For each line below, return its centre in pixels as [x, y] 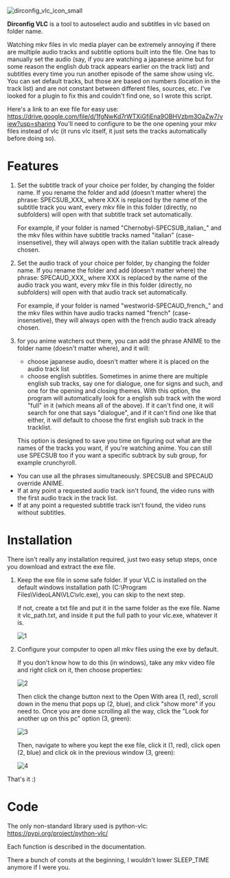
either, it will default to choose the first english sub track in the [115, 420]
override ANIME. [40, 483]
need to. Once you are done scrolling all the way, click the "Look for [113, 711]
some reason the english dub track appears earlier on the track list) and [108, 66]
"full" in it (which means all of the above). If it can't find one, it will [120, 405]
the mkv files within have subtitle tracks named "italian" [95, 235]
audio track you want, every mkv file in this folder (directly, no [104, 285]
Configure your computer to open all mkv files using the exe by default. [118, 649]
